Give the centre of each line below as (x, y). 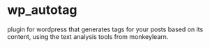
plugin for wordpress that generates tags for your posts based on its (105, 29)
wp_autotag (42, 10)
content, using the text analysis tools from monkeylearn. (88, 36)
